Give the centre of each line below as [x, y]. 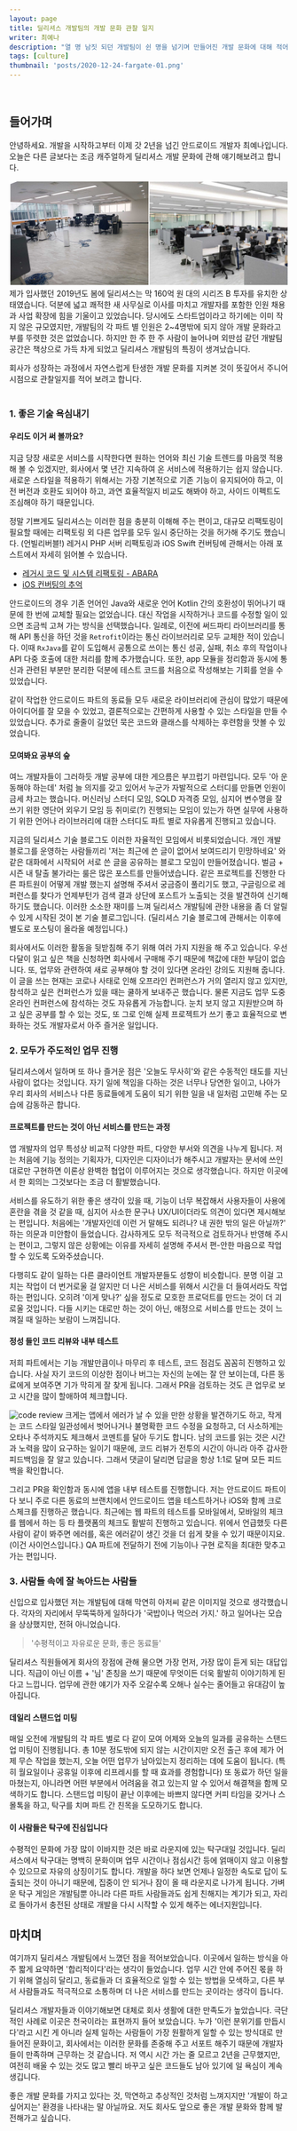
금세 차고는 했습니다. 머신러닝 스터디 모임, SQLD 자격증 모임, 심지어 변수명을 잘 [146, 799]
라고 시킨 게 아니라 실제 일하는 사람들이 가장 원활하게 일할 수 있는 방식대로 [146, 2032]
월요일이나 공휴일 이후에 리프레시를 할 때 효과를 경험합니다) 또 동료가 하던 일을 [153, 1772]
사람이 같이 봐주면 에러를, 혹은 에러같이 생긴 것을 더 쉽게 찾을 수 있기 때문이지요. [147, 1533]
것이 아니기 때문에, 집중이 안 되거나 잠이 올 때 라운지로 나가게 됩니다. [150, 1882]
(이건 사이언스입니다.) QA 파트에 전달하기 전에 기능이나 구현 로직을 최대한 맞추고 [148, 1545]
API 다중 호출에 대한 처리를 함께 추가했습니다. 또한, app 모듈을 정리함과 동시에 [144, 658]
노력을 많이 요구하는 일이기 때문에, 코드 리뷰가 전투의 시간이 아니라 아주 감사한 [153, 1448]
